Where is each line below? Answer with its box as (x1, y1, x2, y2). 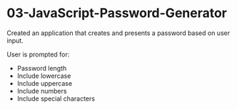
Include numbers (16, 86, 67, 95)
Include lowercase (16, 71, 71, 80)
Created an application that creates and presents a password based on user (6, 29, 230, 37)
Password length (16, 64, 67, 72)
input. (6, 36, 24, 44)
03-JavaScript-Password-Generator (6, 5, 228, 21)
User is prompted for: (6, 50, 70, 59)
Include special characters (16, 94, 96, 103)
